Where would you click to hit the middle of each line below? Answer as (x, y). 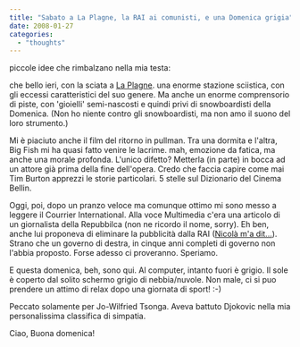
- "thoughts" (42, 42)
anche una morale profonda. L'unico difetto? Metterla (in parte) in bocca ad (147, 160)
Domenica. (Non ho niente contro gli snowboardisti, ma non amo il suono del (150, 114)
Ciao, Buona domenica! (52, 334)
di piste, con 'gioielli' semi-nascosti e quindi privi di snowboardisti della (140, 105)
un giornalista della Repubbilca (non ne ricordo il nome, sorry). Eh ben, (139, 224)
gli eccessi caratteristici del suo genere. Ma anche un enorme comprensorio (150, 95)
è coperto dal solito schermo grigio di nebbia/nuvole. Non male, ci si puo (143, 280)
